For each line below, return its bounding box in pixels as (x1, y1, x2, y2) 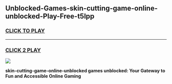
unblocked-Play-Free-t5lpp (5, 12, 95, 21)
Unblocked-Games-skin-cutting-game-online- (5, 4, 158, 13)
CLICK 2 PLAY (5, 46, 41, 53)
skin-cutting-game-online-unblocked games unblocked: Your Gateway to (5, 67, 165, 73)
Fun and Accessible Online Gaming (5, 73, 81, 79)
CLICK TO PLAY (5, 27, 45, 35)
